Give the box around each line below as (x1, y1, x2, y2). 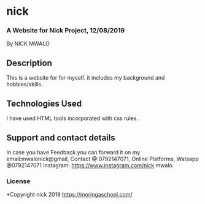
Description (6, 58, 52, 68)
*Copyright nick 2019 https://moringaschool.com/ (6, 191, 133, 198)
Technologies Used (6, 98, 82, 108)
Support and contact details (6, 132, 115, 143)
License (6, 176, 31, 185)
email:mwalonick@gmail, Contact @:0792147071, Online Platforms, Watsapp (6, 155, 199, 162)
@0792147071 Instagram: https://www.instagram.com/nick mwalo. (6, 161, 174, 169)
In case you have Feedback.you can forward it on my (6, 148, 141, 156)
